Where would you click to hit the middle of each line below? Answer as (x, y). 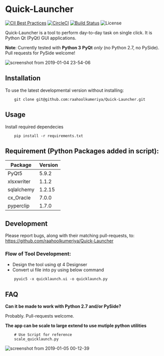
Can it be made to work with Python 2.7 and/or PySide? (63, 306)
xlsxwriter (19, 181)
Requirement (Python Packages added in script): (82, 151)
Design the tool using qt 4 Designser (50, 265)
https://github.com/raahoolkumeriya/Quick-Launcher (59, 241)
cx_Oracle (19, 198)
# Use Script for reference (43, 335)
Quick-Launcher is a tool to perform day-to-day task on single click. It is (79, 32)
